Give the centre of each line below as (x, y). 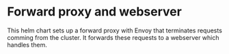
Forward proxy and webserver (95, 12)
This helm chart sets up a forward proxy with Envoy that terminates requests (114, 30)
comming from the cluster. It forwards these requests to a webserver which (113, 37)
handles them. (27, 45)
